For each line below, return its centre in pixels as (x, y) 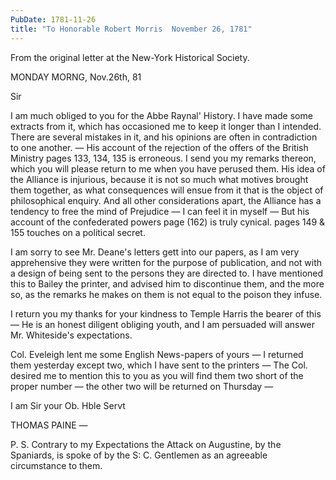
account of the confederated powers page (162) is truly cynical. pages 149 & (168, 222)
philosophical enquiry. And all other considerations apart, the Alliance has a (166, 200)
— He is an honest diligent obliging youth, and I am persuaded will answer (163, 324)
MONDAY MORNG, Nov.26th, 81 (76, 77)
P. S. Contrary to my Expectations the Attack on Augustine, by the (146, 444)
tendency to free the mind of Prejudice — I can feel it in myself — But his (160, 211)
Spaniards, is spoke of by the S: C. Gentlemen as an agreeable (139, 455)
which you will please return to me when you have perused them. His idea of (168, 168)
